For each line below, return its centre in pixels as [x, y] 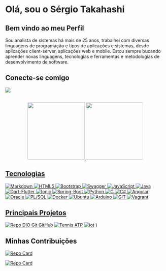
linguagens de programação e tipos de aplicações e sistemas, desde [77, 46]
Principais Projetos [36, 213]
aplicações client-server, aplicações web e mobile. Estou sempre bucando [83, 51]
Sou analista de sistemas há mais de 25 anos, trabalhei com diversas [77, 40]
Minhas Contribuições [41, 241]
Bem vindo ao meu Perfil [45, 28]
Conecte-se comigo [37, 78]
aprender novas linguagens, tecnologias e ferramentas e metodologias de [82, 56]
